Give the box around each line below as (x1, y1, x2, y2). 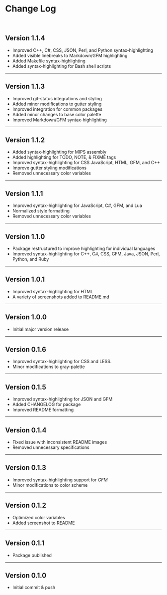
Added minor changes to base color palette (12, 111, 101, 117)
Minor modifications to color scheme (12, 482, 88, 488)
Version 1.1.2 (5, 136, 45, 144)
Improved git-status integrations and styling (12, 95, 102, 101)
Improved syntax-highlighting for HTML (12, 288, 93, 294)
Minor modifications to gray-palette (12, 364, 85, 370)
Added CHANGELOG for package (12, 401, 81, 407)
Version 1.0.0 (5, 313, 47, 322)
